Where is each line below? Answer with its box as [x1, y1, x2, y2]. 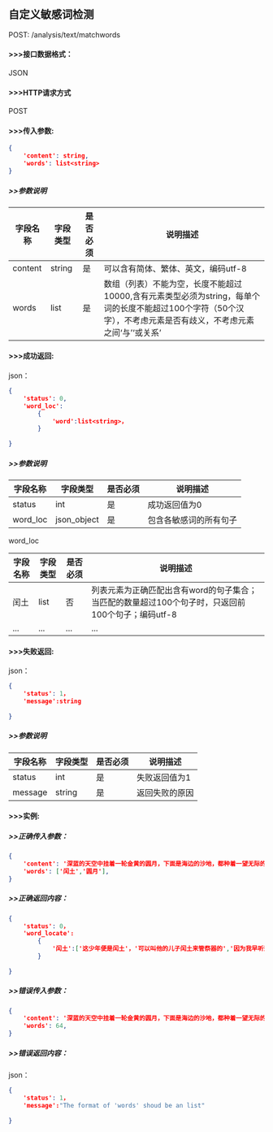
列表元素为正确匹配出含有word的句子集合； [91, 584, 258, 596]
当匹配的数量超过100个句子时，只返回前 [91, 596, 246, 608]
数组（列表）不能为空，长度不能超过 [103, 278, 242, 289]
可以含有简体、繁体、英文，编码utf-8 [103, 262, 247, 274]
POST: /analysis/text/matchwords [8, 29, 120, 39]
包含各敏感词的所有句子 [147, 514, 238, 526]
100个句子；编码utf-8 [91, 609, 177, 620]
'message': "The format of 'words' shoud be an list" [23, 1101, 206, 1109]
